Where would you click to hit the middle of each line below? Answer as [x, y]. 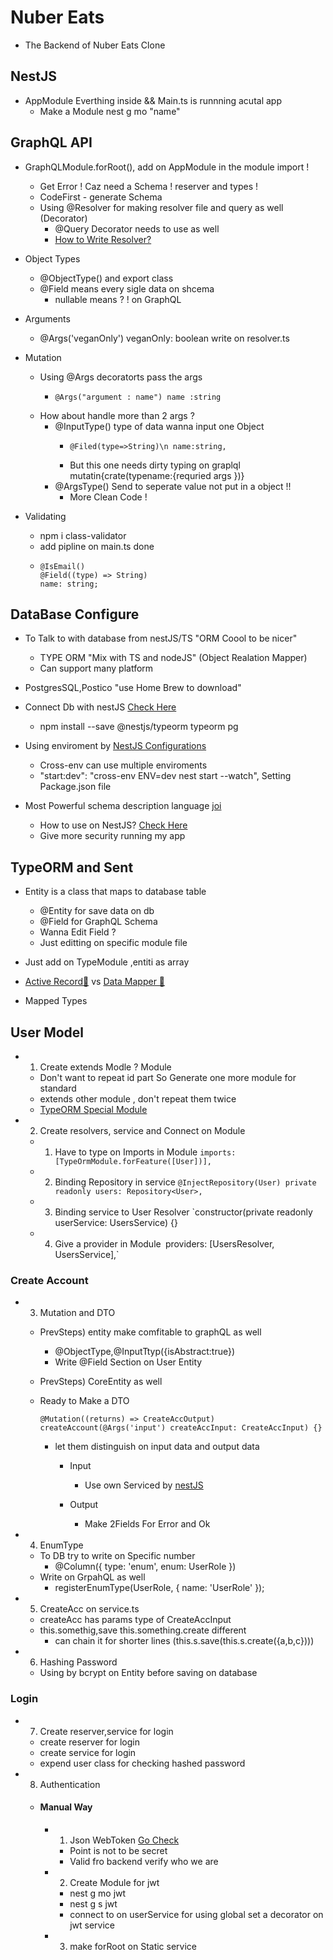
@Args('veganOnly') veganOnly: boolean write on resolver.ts [164, 338]
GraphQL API [51, 142]
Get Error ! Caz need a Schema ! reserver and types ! [148, 186]
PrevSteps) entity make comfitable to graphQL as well [150, 1332]
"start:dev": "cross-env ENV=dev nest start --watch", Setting [165, 776]
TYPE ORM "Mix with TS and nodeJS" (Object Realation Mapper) [173, 658]
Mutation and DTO [77, 1313]
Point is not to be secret [118, 1850]
